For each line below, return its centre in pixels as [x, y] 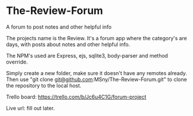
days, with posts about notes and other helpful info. [68, 44]
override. [17, 62]
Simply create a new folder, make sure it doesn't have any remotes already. [96, 73]
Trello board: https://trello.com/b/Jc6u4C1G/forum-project [76, 97]
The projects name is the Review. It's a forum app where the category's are [96, 38]
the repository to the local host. [44, 85]
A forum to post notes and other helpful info [59, 27]
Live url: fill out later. [30, 108]
